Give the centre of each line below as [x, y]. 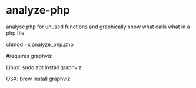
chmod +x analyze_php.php [40, 44]
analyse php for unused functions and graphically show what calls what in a [98, 27]
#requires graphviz [29, 56]
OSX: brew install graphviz [38, 79]
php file [15, 32]
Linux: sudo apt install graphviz [44, 67]
